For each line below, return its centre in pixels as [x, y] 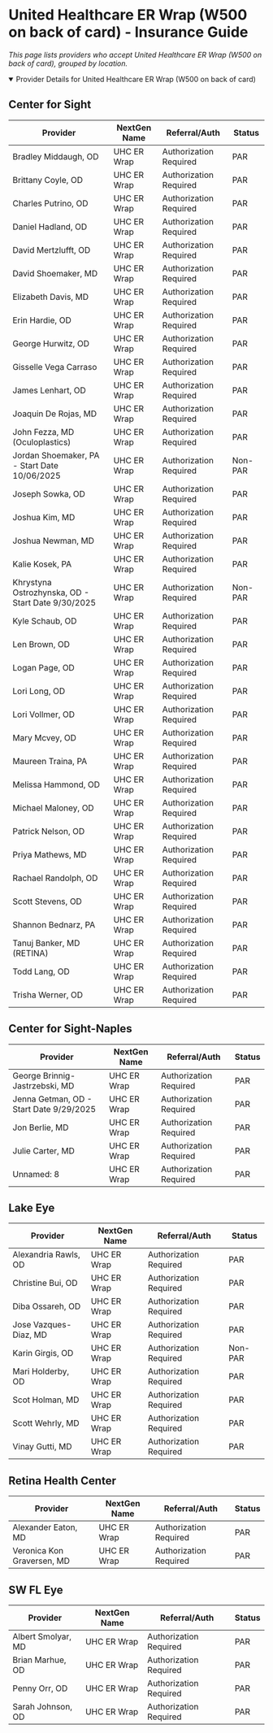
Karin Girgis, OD [43, 1353]
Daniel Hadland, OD [50, 227]
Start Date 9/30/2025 [54, 602]
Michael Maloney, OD [54, 808]
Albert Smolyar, [42, 1637]
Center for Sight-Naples [70, 1029]
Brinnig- [59, 1075]
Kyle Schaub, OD [45, 621]
